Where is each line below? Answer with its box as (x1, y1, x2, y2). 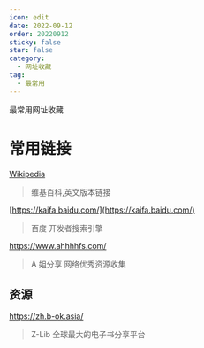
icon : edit (9, 12, 49, 22)
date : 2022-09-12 (9, 21, 73, 30)
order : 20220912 (9, 29, 69, 38)
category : (9, 54, 46, 63)
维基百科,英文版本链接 (30, 187, 111, 197)
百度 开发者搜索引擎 (30, 222, 103, 233)
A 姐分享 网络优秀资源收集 (30, 259, 126, 269)
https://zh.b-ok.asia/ (9, 311, 84, 321)
